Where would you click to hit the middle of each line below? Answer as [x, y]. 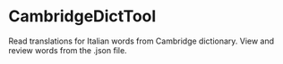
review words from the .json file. [68, 50]
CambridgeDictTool [82, 16]
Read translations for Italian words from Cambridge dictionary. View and [141, 41]
